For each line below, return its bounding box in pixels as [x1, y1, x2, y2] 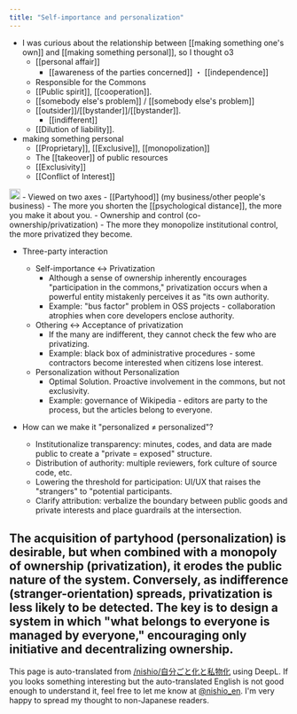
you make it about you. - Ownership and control [9, 210, 184, 221]
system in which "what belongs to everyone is [9, 614, 270, 629]
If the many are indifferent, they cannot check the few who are [48, 329, 277, 340]
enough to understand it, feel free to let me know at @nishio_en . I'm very [9, 685, 275, 696]
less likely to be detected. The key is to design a [9, 600, 279, 615]
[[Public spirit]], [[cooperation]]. [35, 86, 152, 97]
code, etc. [35, 467, 73, 478]
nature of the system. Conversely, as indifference [9, 572, 289, 587]
